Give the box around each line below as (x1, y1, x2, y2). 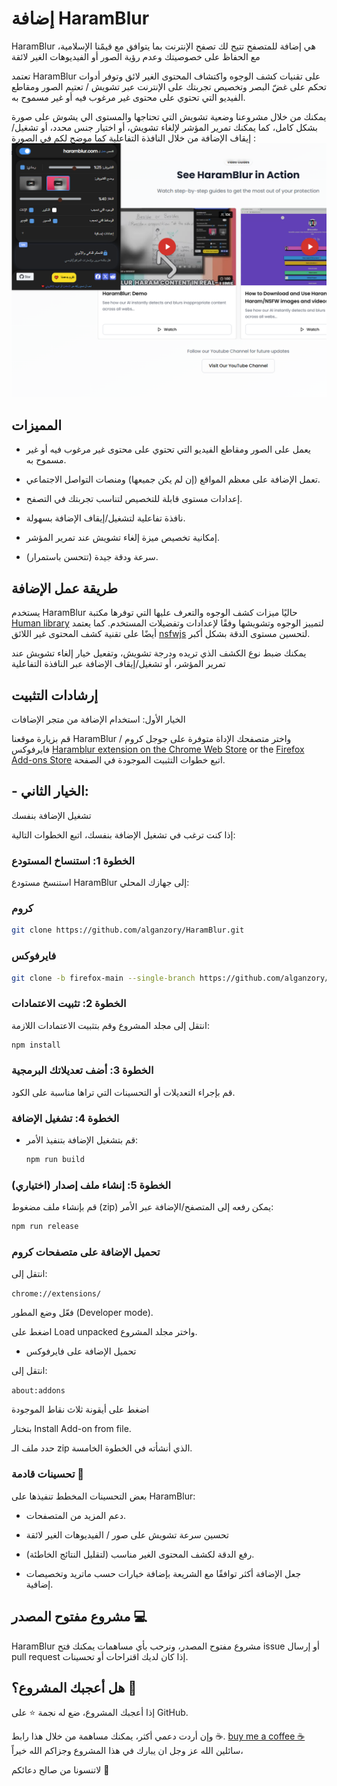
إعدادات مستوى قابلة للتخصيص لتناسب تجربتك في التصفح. (25, 493, 243, 505)
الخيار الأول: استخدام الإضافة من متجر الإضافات (11, 713, 186, 725)
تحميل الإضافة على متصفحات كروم (11, 1245, 161, 1259)
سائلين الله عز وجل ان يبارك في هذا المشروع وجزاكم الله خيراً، (11, 1745, 244, 1757)
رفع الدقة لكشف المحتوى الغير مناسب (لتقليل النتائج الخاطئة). (25, 1548, 255, 1560)
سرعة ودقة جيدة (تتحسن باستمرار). (25, 551, 159, 563)
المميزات (11, 417, 63, 434)
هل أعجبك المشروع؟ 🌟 (11, 1679, 138, 1696)
